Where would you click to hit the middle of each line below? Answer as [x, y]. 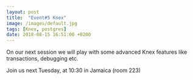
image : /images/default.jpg [42, 23]
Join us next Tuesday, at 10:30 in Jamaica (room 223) [74, 70]
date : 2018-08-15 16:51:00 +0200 [49, 35]
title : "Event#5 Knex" [37, 18]
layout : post [23, 12]
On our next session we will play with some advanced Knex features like [97, 52]
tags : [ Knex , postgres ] [37, 29]
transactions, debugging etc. [42, 59]
